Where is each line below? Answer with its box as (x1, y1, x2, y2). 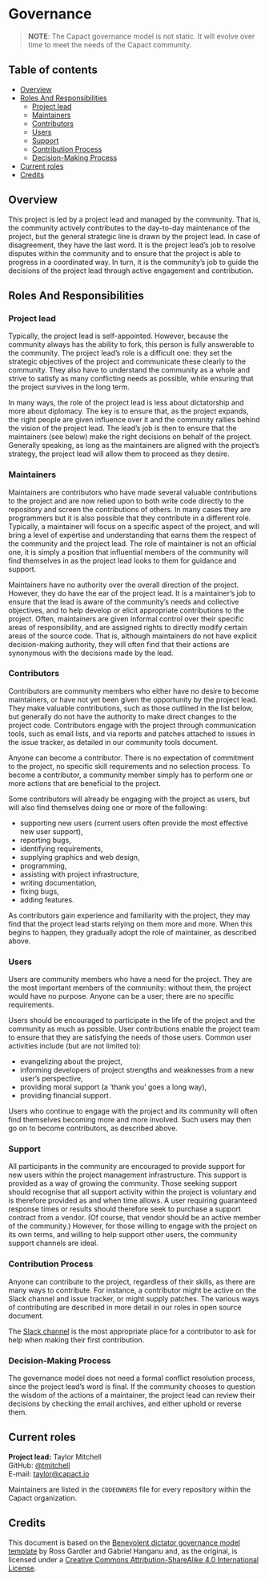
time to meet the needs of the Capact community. (27, 39, 192, 49)
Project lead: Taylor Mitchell (8, 1452, 102, 1461)
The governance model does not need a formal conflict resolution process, (8, 1374, 255, 1383)
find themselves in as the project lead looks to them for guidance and (8, 556, 237, 565)
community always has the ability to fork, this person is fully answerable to (8, 340, 255, 349)
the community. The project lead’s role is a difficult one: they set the (8, 348, 232, 358)
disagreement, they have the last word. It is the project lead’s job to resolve (8, 240, 256, 250)
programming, (19, 861, 67, 870)
